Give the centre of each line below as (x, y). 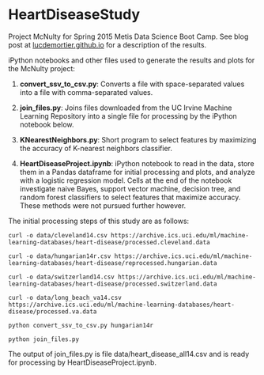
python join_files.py (44, 339)
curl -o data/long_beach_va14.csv (65, 297)
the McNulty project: (41, 68)
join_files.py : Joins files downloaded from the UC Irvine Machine (126, 108)
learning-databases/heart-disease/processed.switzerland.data (113, 284)
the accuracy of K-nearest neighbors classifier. (96, 148)
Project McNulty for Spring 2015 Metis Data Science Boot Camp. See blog (128, 36)
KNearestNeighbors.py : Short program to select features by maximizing (138, 139)
